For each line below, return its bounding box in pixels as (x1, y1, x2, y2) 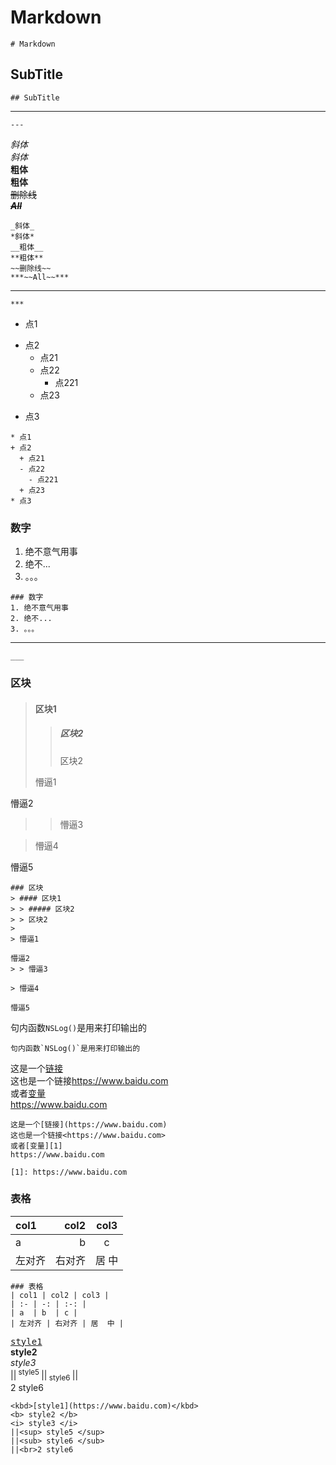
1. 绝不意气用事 (10, 603, 69, 613)
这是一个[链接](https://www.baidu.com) (10, 1119, 168, 1130)
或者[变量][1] (10, 1141, 63, 1151)
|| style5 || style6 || (10, 1367, 79, 1383)
